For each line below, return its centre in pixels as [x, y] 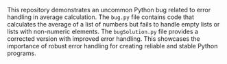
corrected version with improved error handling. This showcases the [104, 39]
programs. [22, 53]
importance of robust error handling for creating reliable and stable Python [112, 46]
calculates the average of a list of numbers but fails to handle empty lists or [113, 24]
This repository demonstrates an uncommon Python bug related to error [109, 10]
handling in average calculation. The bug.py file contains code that [100, 17]
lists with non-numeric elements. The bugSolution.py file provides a [103, 31]
